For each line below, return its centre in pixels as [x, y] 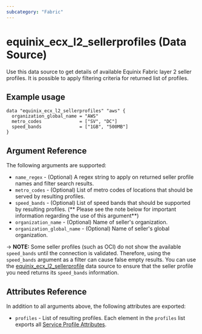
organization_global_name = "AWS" [55, 116]
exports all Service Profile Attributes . [61, 324]
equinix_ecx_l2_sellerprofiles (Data [96, 42]
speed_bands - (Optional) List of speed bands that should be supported [103, 203]
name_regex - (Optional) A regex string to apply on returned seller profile [104, 177]
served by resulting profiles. [50, 196]
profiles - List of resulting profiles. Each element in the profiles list [100, 318]
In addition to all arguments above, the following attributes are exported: [96, 306]
